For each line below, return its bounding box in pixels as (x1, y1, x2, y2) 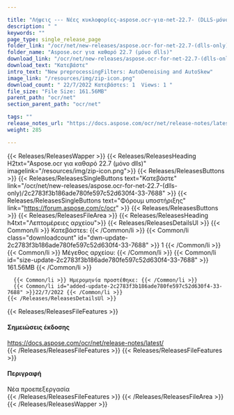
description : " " (7, 22, 58, 30)
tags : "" (7, 113, 33, 121)
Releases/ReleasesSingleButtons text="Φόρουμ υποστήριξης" (7, 196, 186, 205)
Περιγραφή (7, 370, 42, 378)
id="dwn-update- (77, 233, 128, 242)
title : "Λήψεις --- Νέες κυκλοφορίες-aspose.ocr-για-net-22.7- (7, 16, 195, 23)
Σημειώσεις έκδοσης (7, 323, 70, 332)
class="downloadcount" (7, 233, 77, 242)
